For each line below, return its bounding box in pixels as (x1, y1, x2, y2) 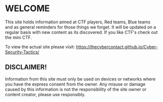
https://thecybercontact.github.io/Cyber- (76, 44, 158, 50)
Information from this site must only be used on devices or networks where (5, 76, 156, 82)
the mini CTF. (5, 34, 32, 40)
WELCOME (5, 3, 50, 14)
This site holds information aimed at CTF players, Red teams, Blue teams (5, 19, 151, 25)
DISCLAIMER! (5, 63, 47, 71)
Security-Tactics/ (5, 49, 40, 55)
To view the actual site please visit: (5, 44, 75, 50)
